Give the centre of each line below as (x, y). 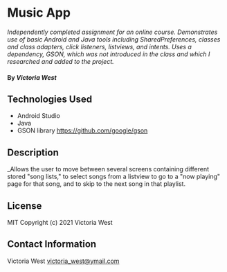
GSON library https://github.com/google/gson (82, 130)
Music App (39, 13)
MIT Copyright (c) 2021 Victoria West (60, 222)
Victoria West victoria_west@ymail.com (63, 261)
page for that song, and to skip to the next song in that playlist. (96, 184)
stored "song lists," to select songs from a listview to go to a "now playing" (113, 177)
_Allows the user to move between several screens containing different (108, 169)
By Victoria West (32, 77)
